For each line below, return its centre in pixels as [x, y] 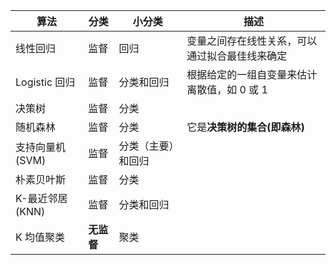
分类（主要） [146, 146]
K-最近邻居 [41, 198]
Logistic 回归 [45, 82]
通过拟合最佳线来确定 [237, 56]
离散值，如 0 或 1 [227, 89]
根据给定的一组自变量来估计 [252, 74]
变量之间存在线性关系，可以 [252, 41]
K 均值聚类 [40, 237]
